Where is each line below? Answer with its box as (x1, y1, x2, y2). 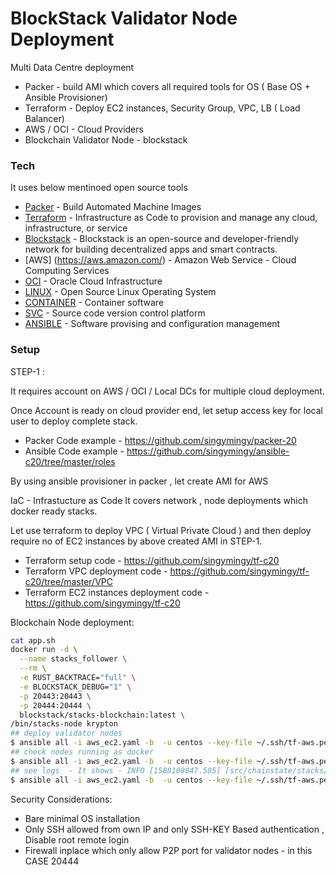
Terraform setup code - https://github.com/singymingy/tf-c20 (24, 554, 280, 566)
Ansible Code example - (24, 445, 125, 457)
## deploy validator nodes (10, 728, 123, 739)
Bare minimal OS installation (24, 812, 141, 824)
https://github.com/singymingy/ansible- (126, 445, 290, 457)
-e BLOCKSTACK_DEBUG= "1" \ (19, 682, 132, 692)
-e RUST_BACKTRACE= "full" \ (19, 673, 137, 683)
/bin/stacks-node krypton (10, 719, 118, 729)
